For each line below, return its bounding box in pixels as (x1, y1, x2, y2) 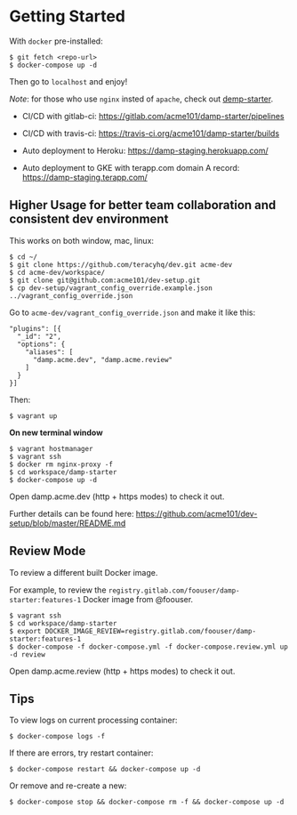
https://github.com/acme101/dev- (135, 508, 258, 519)
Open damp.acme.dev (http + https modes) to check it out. (9, 491, 225, 502)
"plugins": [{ (9, 324, 62, 333)
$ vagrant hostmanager (9, 444, 93, 453)
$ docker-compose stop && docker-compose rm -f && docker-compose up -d (9, 798, 285, 807)
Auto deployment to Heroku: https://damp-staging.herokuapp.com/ (21, 145, 269, 156)
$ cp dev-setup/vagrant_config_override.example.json (9, 283, 213, 293)
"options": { (17, 340, 66, 349)
